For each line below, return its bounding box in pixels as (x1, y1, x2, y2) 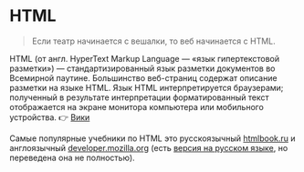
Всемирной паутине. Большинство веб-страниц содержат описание (9, 72, 278, 83)
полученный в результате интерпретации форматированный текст (9, 92, 269, 103)
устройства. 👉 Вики (9, 111, 90, 123)
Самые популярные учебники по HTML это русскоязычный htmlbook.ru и (9, 133, 296, 144)
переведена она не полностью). (9, 152, 135, 163)
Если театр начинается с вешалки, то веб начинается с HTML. (31, 35, 276, 46)
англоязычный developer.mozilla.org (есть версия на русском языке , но (9, 142, 288, 153)
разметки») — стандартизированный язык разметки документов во (9, 63, 276, 74)
